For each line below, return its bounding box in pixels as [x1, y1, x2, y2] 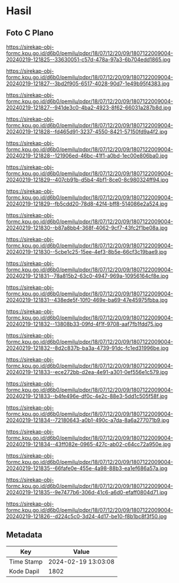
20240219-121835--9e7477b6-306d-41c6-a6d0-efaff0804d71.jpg [6, 489, 168, 495]
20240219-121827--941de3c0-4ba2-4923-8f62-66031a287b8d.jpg [6, 104, 171, 111]
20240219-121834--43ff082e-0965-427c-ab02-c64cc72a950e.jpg [6, 441, 171, 447]
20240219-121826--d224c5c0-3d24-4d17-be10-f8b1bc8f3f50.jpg [6, 513, 167, 520]
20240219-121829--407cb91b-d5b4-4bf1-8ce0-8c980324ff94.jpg [6, 176, 168, 183]
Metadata [6, 530, 43, 540]
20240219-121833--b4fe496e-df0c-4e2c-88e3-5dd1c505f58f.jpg [6, 392, 168, 400]
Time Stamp [9, 558, 43, 566]
